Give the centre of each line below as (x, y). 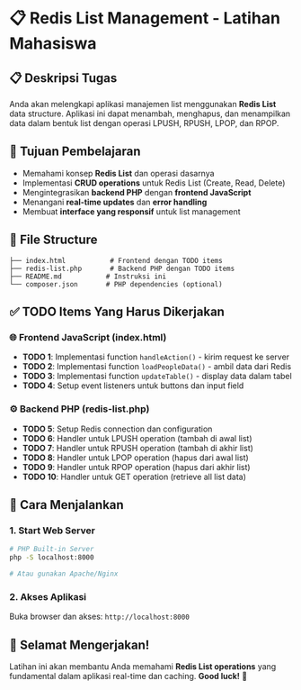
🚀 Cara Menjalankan (66, 505)
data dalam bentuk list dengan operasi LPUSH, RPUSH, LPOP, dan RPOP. (144, 123)
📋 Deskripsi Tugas (63, 78)
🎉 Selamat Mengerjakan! (80, 645)
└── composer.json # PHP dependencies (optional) (116, 284)
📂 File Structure (53, 240)
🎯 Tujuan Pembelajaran (75, 152)
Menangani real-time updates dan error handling (115, 202)
